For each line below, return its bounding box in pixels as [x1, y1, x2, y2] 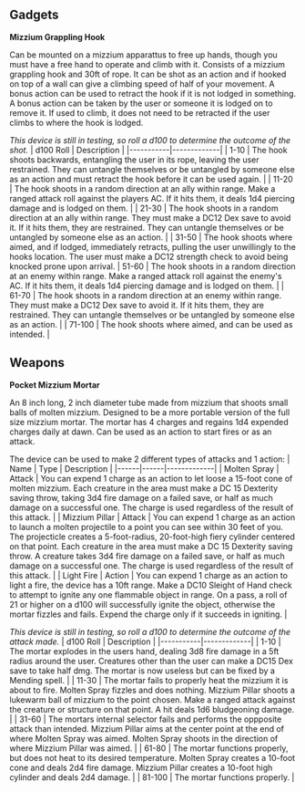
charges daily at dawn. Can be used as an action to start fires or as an [9, 426, 272, 437]
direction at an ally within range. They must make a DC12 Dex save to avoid [9, 212, 291, 223]
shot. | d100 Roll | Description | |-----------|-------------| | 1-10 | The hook [9, 144, 289, 155]
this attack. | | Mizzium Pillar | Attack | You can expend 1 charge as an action [9, 511, 296, 523]
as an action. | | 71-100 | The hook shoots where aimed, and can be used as [9, 318, 293, 329]
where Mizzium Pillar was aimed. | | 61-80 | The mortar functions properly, [9, 743, 289, 754]
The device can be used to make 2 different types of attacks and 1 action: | [9, 453, 290, 464]
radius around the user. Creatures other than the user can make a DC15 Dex [9, 655, 294, 666]
